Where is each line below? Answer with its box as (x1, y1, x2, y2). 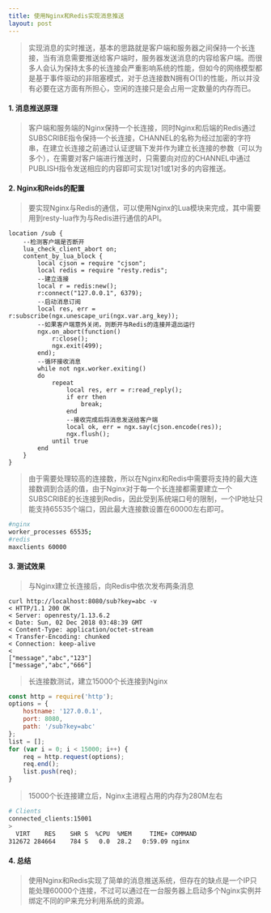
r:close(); (51, 334, 89, 343)
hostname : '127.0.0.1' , (23, 707, 104, 716)
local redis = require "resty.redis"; (37, 266, 168, 274)
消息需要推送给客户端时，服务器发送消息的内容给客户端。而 (56, 53, 256, 62)
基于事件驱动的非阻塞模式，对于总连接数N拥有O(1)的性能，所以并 (35, 73, 253, 83)
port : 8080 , (23, 715, 63, 723)
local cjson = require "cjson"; (37, 259, 147, 268)
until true (51, 437, 89, 445)
